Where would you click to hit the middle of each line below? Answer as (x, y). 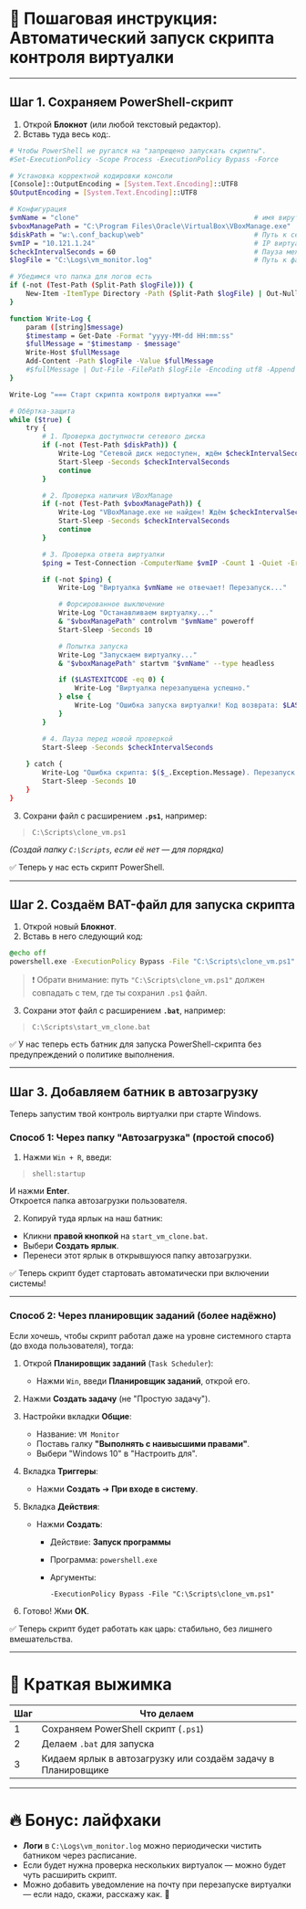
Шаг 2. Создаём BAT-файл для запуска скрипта (153, 905)
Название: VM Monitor (78, 1434)
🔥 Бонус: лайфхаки (86, 1820)
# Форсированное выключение (112, 605)
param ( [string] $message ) (75, 327)
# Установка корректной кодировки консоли (91, 176)
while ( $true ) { (40, 419)
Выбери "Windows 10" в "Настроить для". (117, 1453)
